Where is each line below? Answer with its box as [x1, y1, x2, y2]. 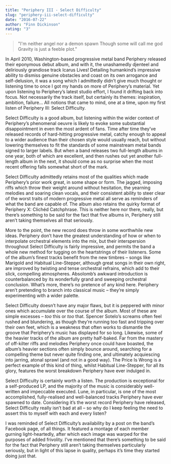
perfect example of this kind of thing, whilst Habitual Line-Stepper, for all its [5, 362, 164, 369]
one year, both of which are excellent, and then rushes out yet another [5, 153, 153, 159]
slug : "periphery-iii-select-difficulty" [5, 12, 95, 17]
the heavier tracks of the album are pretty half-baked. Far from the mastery [5, 335, 163, 341]
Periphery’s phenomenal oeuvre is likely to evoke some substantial [5, 120, 145, 126]
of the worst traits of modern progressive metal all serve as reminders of [5, 196, 158, 202]
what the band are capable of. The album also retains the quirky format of [5, 201, 161, 207]
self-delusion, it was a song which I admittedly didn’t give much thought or [5, 78, 162, 84]
